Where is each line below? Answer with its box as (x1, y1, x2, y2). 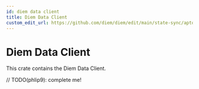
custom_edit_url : (6, 20, 49, 26)
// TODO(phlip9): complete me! (6, 77, 82, 84)
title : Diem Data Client (6, 14, 68, 20)
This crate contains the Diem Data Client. (6, 65, 107, 72)
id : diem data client (6, 8, 60, 15)
